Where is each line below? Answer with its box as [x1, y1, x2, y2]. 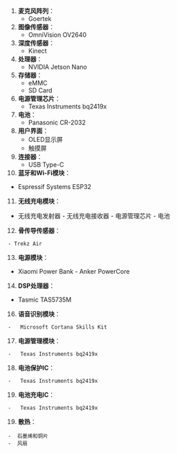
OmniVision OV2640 [28, 31, 87, 39]
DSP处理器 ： [17, 281, 55, 290]
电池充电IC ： [17, 390, 55, 399]
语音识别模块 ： [17, 310, 61, 318]
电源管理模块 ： [17, 337, 61, 345]
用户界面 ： [17, 126, 49, 135]
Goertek [28, 15, 52, 23]
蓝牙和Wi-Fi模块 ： [17, 169, 71, 176]
